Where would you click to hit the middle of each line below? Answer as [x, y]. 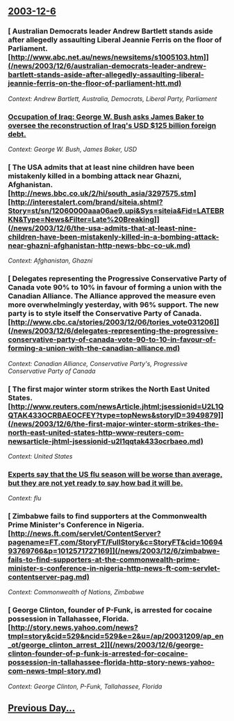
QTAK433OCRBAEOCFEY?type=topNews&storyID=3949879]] [116, 415]
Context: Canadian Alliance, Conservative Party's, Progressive [98, 363]
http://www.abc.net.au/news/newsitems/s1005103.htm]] [110, 57]
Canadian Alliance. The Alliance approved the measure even [112, 296]
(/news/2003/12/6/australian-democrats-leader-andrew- [107, 66]
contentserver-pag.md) [49, 577]
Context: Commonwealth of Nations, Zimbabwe [76, 592]
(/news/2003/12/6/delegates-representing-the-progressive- [113, 331]
